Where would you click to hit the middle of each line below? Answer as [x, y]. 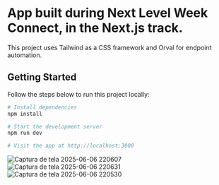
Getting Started [42, 77]
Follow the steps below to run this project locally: [78, 94]
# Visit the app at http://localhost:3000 [71, 146]
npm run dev [25, 133]
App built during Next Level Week [108, 13]
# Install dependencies [42, 107]
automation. [25, 55]
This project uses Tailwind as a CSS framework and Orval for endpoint [109, 47]
